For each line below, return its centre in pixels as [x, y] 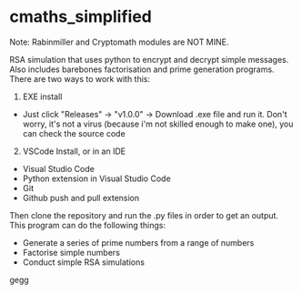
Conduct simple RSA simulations [84, 262]
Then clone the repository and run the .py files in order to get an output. [144, 215]
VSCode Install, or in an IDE [74, 151]
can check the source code [74, 133]
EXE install [42, 96]
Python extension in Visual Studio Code [96, 178]
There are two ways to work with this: [80, 78]
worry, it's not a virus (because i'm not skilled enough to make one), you [158, 124]
